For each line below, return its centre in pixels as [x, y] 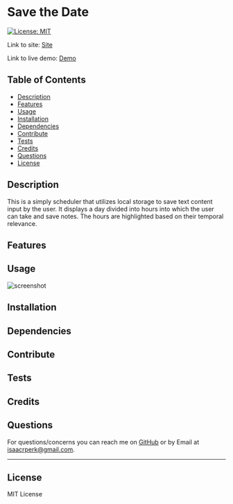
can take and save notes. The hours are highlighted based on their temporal [115, 216]
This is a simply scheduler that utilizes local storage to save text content [110, 201]
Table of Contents [47, 80]
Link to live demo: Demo [42, 58]
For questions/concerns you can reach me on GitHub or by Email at [103, 442]
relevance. [22, 223]
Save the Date [48, 12]
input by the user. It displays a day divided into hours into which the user [111, 209]
